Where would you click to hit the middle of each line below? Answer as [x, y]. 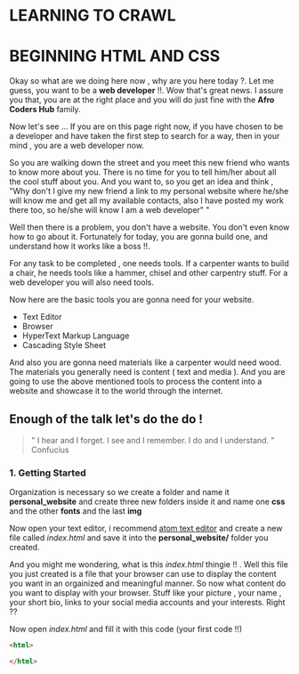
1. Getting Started [48, 473]
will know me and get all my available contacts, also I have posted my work [147, 200]
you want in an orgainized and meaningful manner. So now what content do [148, 583]
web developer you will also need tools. [81, 282]
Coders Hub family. [45, 110]
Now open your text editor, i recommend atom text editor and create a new [146, 528]
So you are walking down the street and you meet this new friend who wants [149, 163]
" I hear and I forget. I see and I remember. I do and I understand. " [153, 440]
